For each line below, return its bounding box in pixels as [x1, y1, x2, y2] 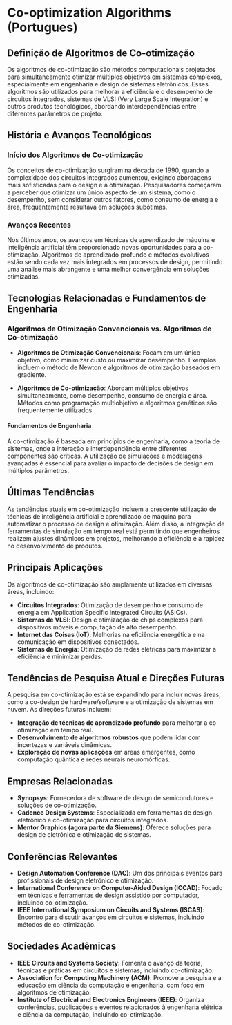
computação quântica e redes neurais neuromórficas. [17, 755, 171, 764]
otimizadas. [7, 272, 40, 281]
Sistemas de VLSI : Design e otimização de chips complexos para [17, 616, 204, 624]
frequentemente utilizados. [17, 406, 95, 414]
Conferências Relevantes [7, 851, 118, 862]
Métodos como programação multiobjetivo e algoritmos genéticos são [17, 398, 217, 407]
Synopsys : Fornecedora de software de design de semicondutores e [17, 794, 214, 802]
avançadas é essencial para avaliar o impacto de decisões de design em [7, 459, 214, 468]
